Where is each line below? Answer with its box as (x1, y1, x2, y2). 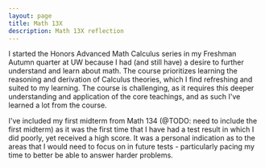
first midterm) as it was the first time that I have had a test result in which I (8, 124, 255, 134)
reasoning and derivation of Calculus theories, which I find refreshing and (8, 74, 253, 85)
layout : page (8, 11, 52, 20)
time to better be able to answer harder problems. (8, 150, 173, 160)
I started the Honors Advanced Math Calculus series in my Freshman (8, 49, 237, 59)
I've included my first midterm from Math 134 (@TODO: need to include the (8, 116, 258, 126)
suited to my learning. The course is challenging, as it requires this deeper (8, 83, 255, 93)
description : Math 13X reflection (8, 27, 125, 35)
